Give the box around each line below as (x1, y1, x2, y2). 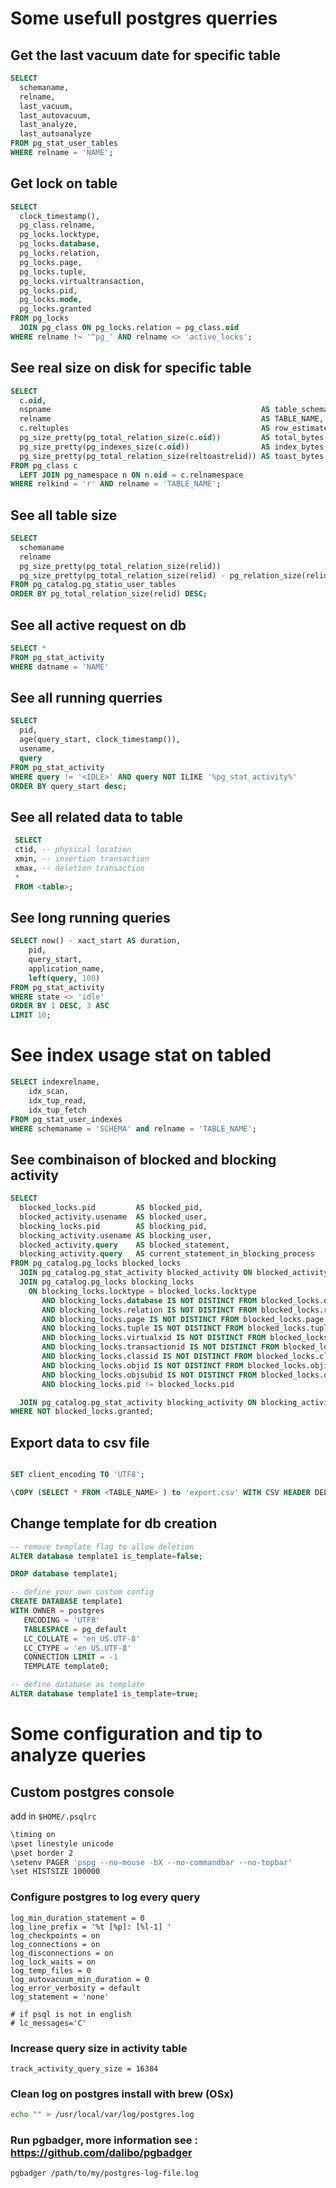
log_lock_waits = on (10, 1957, 97, 1967)
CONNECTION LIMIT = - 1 (23, 1652, 118, 1662)
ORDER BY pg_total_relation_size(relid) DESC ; (10, 589, 208, 599)
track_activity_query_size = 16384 (10, 2063, 159, 2074)
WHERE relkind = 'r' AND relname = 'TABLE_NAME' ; (10, 479, 222, 489)
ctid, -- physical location (14, 845, 132, 855)
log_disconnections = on (10, 1948, 114, 1958)
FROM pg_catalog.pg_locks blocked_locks (10, 1258, 182, 1269)
